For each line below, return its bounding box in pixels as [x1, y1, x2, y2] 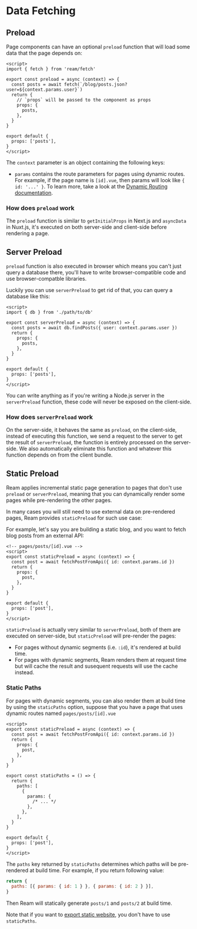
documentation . [14, 189, 53, 196]
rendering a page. [6, 230, 49, 237]
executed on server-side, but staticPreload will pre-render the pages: [6, 632, 176, 639]
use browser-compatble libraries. [6, 275, 87, 283]
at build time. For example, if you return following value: [29, 866, 165, 874]
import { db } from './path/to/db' [6, 310, 94, 316]
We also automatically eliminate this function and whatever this [19, 445, 172, 452]
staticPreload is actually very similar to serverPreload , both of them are [6, 626, 181, 633]
